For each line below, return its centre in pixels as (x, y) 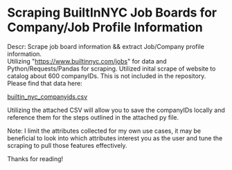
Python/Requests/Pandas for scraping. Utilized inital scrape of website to (111, 68)
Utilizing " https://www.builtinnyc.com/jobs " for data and (87, 61)
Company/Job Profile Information (105, 27)
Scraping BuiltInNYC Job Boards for (112, 13)
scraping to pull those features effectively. (67, 145)
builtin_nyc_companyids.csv (47, 96)
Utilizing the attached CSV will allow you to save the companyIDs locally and (116, 110)
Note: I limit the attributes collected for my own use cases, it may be (104, 131)
